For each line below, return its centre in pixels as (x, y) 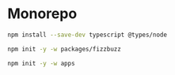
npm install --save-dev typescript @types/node (87, 35)
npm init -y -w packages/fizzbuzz (65, 49)
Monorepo (42, 14)
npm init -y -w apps (42, 63)
